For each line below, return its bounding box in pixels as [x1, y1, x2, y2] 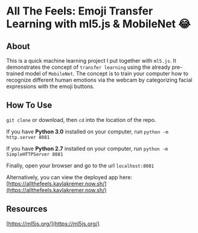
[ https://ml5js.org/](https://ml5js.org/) [6, 220, 100, 227]
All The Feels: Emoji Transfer [6, 4, 153, 18]
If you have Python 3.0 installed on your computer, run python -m [6, 128, 169, 135]
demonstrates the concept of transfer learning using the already [6, 63, 171, 71]
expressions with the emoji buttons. [6, 83, 95, 90]
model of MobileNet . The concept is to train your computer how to [25, 70, 189, 77]
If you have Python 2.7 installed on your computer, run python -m [6, 145, 168, 152]
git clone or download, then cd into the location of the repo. [6, 116, 156, 123]
